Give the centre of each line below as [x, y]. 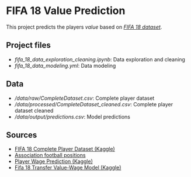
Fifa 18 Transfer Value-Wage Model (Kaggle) [68, 168]
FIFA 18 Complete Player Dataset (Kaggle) [65, 149]
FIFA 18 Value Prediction [66, 11]
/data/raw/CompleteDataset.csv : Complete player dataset [84, 98]
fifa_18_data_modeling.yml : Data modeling [65, 65]
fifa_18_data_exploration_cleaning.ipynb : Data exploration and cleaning [100, 59]
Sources [22, 135]
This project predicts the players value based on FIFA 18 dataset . [84, 27]
